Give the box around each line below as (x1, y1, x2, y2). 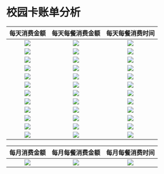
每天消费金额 (9, 28, 47, 37)
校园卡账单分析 (6, 5, 81, 19)
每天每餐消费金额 (51, 28, 101, 37)
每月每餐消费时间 (106, 148, 156, 156)
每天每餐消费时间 (106, 28, 156, 37)
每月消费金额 (9, 148, 47, 156)
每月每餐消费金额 (51, 148, 101, 156)
